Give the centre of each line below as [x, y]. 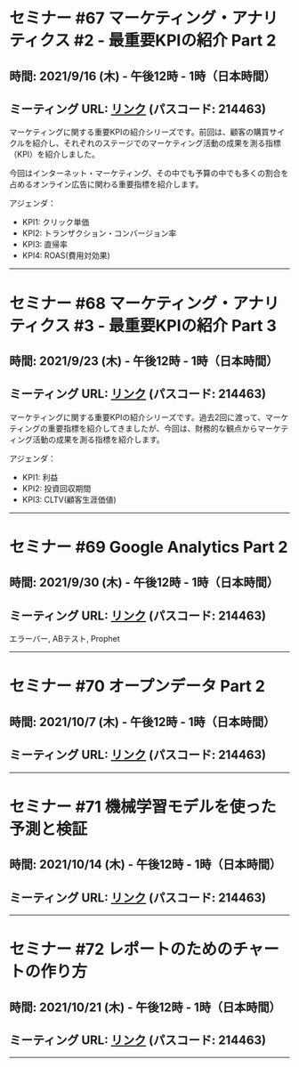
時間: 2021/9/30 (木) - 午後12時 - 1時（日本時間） [144, 582]
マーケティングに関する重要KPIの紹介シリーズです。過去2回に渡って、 [137, 417]
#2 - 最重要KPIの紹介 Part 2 [175, 40]
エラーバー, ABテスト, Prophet [65, 639]
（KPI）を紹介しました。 [55, 154]
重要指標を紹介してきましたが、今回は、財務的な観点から [153, 428]
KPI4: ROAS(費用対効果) [66, 255]
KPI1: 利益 [40, 477]
